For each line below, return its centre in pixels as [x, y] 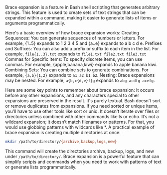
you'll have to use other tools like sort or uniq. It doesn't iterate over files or [82, 111]
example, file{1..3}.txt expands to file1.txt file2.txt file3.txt [76, 54]
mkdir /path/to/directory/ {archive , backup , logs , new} [61, 142]
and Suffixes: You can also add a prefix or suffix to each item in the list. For [82, 49]
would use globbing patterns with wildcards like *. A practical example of [80, 127]
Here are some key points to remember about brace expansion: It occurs [80, 90]
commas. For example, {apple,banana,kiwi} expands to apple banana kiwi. [82, 65]
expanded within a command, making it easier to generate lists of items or [81, 18]
